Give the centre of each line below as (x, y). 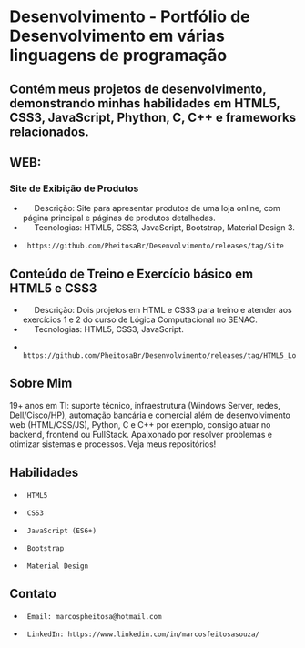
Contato (33, 594)
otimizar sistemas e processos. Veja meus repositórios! (113, 444)
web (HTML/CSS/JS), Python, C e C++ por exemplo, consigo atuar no (140, 424)
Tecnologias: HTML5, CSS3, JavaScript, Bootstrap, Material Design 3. (165, 228)
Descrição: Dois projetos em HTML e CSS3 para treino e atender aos (163, 310)
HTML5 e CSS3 (53, 288)
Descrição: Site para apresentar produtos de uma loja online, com (157, 208)
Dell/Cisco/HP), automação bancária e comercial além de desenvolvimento (150, 415)
